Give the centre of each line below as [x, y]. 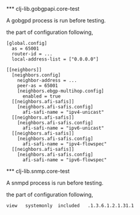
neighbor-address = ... [47, 81]
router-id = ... [32, 54]
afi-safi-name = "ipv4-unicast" [63, 112]
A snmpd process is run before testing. [55, 183]
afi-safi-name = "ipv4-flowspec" [65, 144]
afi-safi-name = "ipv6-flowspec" [65, 160]
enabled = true [42, 96]
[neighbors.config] [36, 75]
